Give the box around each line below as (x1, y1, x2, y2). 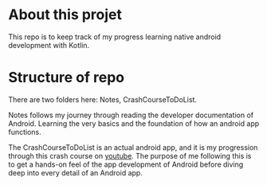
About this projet (8, 6, 122, 24)
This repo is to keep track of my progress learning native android (8, 32, 222, 41)
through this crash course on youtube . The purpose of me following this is (8, 151, 252, 160)
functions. (8, 127, 41, 136)
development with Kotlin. (8, 40, 90, 49)
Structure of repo (8, 69, 125, 87)
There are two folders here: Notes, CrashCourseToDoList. (8, 94, 198, 104)
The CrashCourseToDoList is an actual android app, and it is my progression (8, 142, 258, 152)
